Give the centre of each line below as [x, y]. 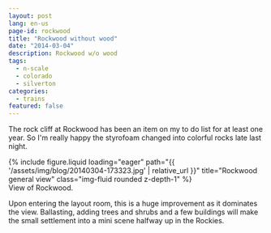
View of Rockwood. [41, 188]
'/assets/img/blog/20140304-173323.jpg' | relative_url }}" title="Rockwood [133, 171]
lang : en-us [28, 23]
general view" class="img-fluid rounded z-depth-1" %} [100, 180]
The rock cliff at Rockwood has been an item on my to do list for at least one [136, 129]
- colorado [34, 76]
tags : [17, 61]
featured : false [36, 106]
